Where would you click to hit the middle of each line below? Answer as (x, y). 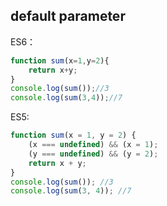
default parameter (68, 16)
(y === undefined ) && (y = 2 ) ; (93, 154)
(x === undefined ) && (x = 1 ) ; (93, 145)
